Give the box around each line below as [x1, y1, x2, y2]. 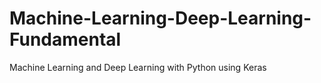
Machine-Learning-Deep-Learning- [9, 7, 312, 30]
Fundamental [9, 28, 122, 51]
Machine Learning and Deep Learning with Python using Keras [9, 61, 267, 73]
